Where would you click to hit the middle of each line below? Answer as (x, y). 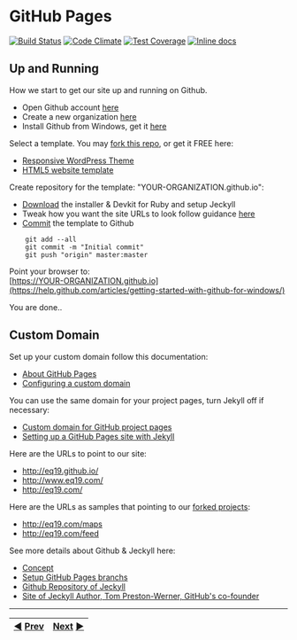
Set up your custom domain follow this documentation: (109, 356)
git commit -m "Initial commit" (84, 247)
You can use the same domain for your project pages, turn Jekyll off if (137, 400)
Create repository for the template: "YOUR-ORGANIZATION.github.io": (137, 187)
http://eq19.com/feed (61, 533)
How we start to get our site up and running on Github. (108, 90)
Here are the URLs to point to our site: (78, 453)
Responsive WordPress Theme (78, 160)
